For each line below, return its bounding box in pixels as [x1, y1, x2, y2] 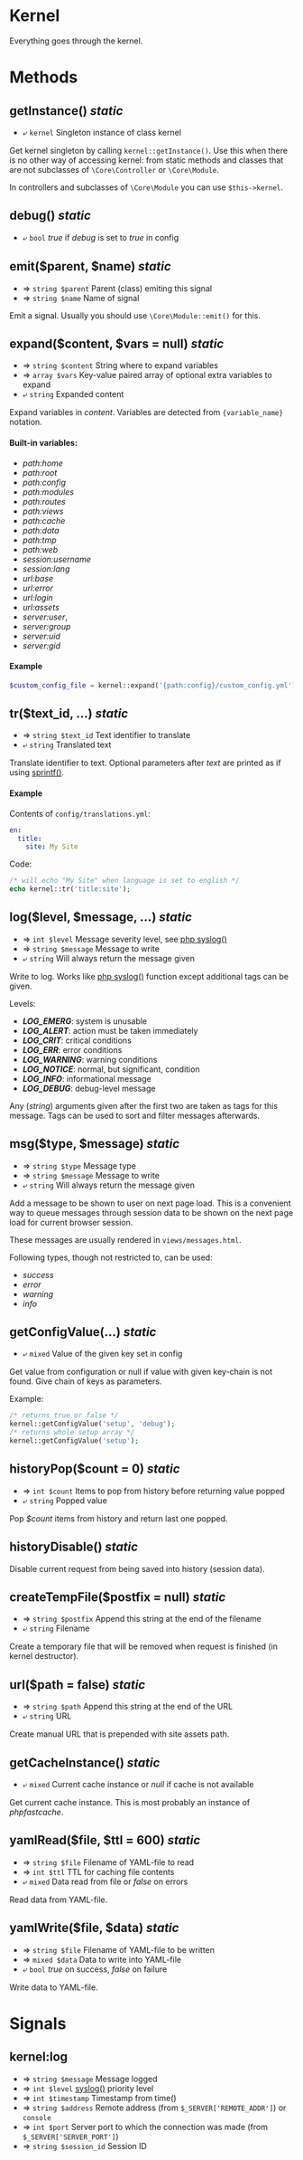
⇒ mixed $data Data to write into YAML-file [22, 1954, 182, 1965]
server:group [22, 621, 71, 631]
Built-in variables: [9, 437, 78, 448]
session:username [22, 554, 92, 564]
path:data [22, 525, 60, 535]
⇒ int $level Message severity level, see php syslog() [22, 933, 227, 944]
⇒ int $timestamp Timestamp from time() [22, 2092, 178, 2103]
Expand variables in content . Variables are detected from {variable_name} [9, 407, 284, 418]
